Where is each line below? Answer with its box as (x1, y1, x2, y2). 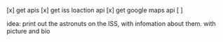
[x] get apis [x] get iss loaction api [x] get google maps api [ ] (6, 6, 183, 14)
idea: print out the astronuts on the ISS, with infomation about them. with (6, 20, 216, 27)
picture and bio (6, 27, 50, 35)
